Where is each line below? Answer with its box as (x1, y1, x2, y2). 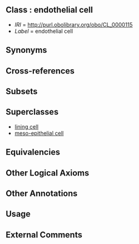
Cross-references (5, 66, 75, 76)
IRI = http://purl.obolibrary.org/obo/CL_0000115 (14, 21, 133, 28)
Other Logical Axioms (5, 168, 89, 178)
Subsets (5, 86, 38, 97)
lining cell (14, 123, 39, 130)
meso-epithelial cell (14, 129, 64, 137)
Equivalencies (5, 147, 60, 157)
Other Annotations (5, 188, 78, 198)
